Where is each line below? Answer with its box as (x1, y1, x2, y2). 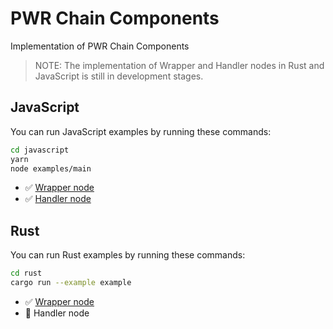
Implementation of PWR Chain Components (10, 40, 190, 52)
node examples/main (10, 163, 92, 174)
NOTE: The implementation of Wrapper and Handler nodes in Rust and (34, 59, 325, 71)
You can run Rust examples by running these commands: (10, 249, 246, 261)
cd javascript (10, 145, 70, 155)
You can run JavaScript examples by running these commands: (10, 125, 272, 137)
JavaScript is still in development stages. (34, 70, 204, 82)
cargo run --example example (10, 278, 132, 288)
